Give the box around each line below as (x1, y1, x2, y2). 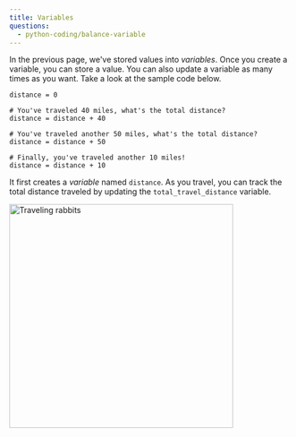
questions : (9, 21, 50, 30)
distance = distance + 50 (9, 138, 106, 147)
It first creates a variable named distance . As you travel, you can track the (9, 176, 283, 188)
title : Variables (9, 13, 74, 22)
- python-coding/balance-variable (17, 30, 146, 39)
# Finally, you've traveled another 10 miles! (9, 153, 186, 162)
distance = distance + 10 (9, 161, 106, 170)
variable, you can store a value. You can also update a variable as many (9, 64, 273, 74)
